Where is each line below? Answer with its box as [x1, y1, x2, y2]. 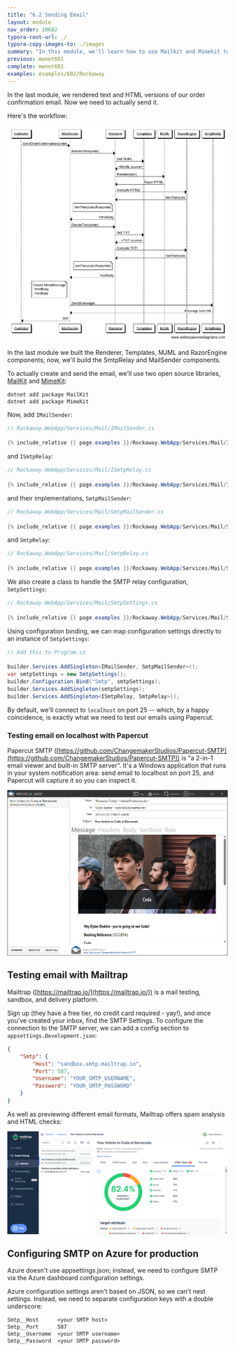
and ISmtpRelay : [7, 452, 54, 461]
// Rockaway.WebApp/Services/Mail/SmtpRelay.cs [7, 550, 149, 557]
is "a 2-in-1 [181, 754, 213, 762]
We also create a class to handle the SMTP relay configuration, [7, 577, 189, 586]
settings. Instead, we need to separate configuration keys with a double [7, 1295, 213, 1303]
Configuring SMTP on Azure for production [7, 1248, 199, 1260]
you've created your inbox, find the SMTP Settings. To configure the [7, 1016, 204, 1025]
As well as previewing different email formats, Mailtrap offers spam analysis [7, 1109, 225, 1118]
